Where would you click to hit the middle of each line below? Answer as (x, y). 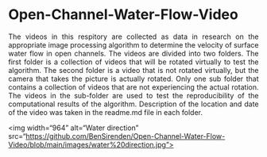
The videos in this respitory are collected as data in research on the (133, 36)
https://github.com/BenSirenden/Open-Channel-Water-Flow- (126, 136)
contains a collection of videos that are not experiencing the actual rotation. (133, 87)
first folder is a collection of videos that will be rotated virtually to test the (133, 62)
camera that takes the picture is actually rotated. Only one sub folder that (133, 78)
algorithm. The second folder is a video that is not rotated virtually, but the (133, 70)
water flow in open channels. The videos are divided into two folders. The (133, 53)
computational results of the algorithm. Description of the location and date (133, 104)
